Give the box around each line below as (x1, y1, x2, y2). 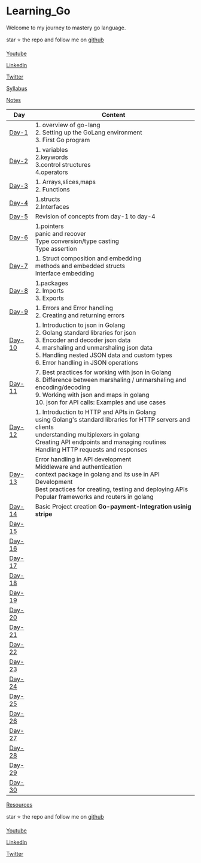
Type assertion (35, 244, 77, 252)
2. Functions (35, 185, 71, 193)
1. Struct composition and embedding (35, 254, 142, 262)
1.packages (35, 279, 69, 287)
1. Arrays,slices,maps (35, 178, 96, 186)
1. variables (35, 145, 68, 154)
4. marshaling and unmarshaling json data (35, 343, 153, 351)
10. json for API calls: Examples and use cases (35, 398, 166, 406)
